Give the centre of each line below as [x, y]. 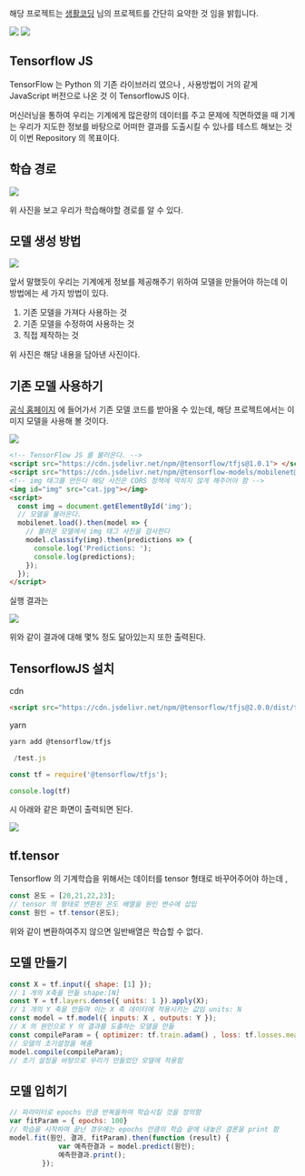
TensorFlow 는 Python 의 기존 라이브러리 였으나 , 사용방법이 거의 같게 [134, 84]
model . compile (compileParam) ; [67, 1052]
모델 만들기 [39, 963]
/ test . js [30, 758]
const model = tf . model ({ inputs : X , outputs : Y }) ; [113, 1018]
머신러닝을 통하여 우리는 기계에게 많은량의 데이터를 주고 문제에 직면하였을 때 [144, 115]
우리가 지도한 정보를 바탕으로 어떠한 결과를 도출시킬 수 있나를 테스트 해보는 [151, 126]
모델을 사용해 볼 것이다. [67, 421]
